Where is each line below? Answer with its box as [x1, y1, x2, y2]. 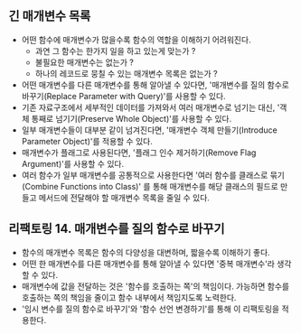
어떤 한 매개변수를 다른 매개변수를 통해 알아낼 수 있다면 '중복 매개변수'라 [21, 258, 275, 269]
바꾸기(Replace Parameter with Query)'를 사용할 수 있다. [21, 90, 227, 101]
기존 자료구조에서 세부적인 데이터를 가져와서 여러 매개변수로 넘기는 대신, [21, 102, 276, 113]
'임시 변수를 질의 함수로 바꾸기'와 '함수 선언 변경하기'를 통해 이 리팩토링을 [21, 303, 280, 314]
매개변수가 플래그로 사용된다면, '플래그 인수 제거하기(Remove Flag [21, 147, 257, 158]
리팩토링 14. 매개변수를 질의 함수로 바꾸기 [8, 221, 225, 237]
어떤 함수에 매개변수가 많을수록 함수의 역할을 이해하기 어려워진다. [21, 34, 251, 45]
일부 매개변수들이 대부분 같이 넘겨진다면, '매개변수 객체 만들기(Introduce [21, 125, 277, 135]
